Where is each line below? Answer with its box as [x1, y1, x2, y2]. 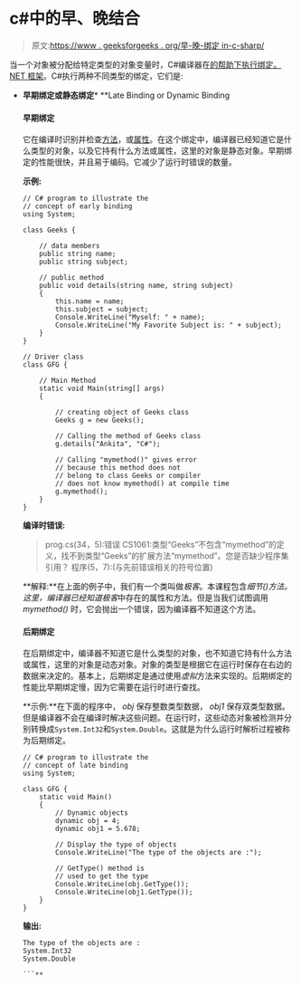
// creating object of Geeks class [55, 408, 190, 417]
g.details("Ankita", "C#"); [55, 440, 161, 449]
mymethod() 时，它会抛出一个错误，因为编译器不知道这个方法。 [22, 604, 261, 615]
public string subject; [39, 257, 128, 267]
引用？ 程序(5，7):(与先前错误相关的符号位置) [44, 562, 214, 573]
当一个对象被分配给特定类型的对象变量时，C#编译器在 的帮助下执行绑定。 [9, 59, 282, 70]
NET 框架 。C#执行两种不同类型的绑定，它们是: [9, 70, 183, 81]
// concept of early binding [22, 202, 133, 211]
